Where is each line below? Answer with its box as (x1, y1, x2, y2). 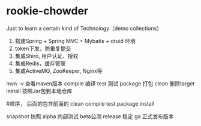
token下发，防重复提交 (14, 45, 71, 52)
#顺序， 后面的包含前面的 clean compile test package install (6, 100, 155, 107)
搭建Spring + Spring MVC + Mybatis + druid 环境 (14, 37, 136, 44)
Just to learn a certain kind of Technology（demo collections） (6, 24, 163, 32)
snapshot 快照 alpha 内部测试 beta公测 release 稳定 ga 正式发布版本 (6, 112, 174, 120)
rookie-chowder (6, 4, 89, 18)
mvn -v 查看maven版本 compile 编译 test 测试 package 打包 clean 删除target (6, 79, 195, 87)
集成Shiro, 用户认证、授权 (14, 52, 79, 59)
